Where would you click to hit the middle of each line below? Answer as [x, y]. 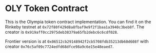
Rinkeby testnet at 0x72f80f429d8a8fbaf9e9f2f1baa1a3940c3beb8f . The [75, 26]
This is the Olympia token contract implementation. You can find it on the [78, 22]
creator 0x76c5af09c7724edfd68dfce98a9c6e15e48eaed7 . [59, 46]
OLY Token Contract [47, 8]
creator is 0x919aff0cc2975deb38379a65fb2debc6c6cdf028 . [62, 32]
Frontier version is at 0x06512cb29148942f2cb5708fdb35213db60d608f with [77, 41]
